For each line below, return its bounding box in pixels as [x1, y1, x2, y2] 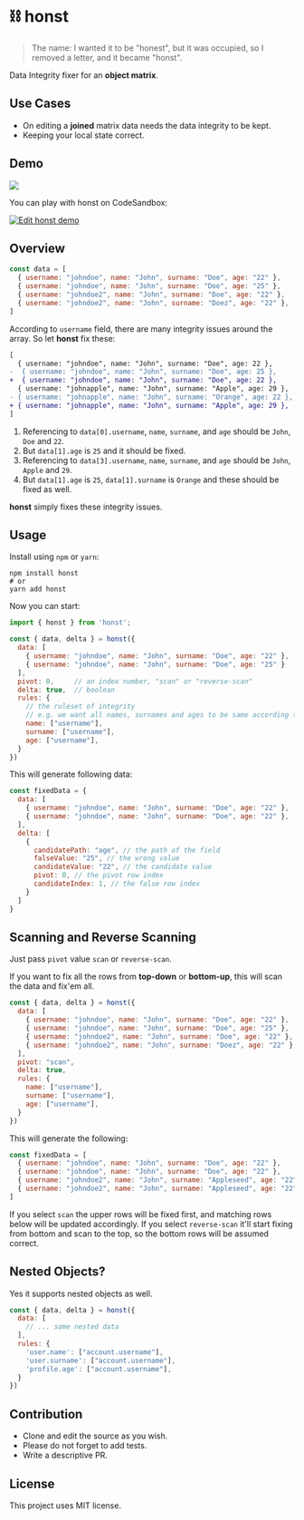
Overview [9, 240, 66, 256]
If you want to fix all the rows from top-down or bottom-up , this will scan [9, 971, 283, 983]
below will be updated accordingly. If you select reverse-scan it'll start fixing [9, 1218, 293, 1229]
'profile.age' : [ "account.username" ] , [25, 1364, 172, 1373]
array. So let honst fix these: [9, 333, 116, 344]
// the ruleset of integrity [25, 702, 136, 712]
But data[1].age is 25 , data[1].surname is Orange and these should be [22, 474, 280, 485]
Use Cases [9, 96, 71, 111]
